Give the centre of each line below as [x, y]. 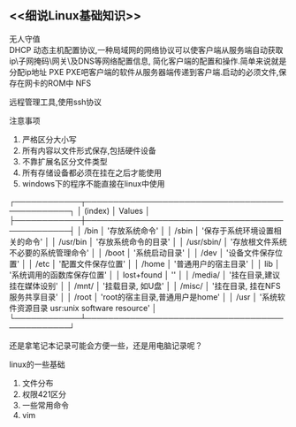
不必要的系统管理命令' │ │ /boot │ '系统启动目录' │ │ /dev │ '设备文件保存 [142, 252]
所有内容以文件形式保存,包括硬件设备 [89, 150]
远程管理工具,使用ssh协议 [56, 102]
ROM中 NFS [69, 83]
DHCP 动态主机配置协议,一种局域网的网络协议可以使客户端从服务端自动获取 [146, 50]
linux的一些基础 [37, 364]
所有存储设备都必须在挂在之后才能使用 [91, 172]
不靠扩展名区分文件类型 [65, 161]
